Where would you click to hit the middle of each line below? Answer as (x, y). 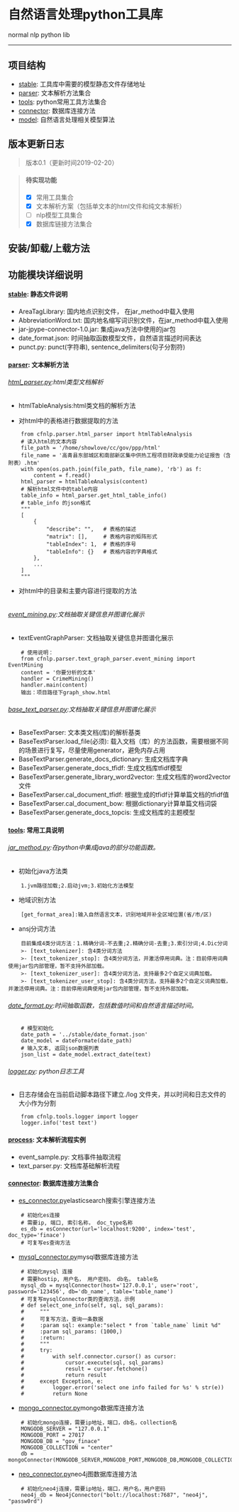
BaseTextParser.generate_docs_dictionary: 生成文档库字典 (103, 759)
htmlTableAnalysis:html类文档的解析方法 (77, 405)
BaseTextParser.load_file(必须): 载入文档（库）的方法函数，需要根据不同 (123, 741)
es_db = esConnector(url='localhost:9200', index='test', (108, 1229)
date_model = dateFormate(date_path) (77, 1041)
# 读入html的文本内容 (49, 441)
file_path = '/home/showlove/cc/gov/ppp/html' (91, 448)
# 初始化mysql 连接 (47, 1271)
